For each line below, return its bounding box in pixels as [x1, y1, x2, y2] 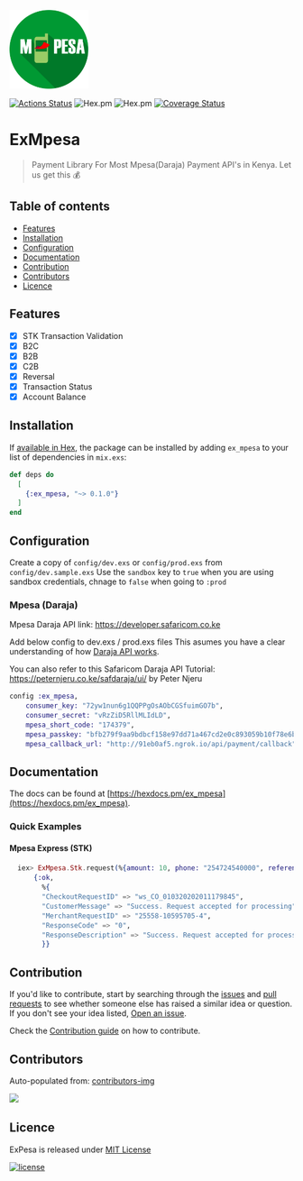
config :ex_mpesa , [9, 691, 78, 701]
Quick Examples [9, 820, 82, 833]
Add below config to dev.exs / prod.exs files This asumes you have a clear [9, 636, 286, 647]
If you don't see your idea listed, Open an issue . [9, 1008, 187, 1019]
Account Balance [22, 391, 87, 402]
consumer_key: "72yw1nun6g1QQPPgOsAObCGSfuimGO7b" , [25, 701, 224, 710]
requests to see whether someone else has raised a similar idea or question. [9, 998, 293, 1010]
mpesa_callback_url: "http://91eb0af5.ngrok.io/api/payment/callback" [25, 739, 297, 748]
